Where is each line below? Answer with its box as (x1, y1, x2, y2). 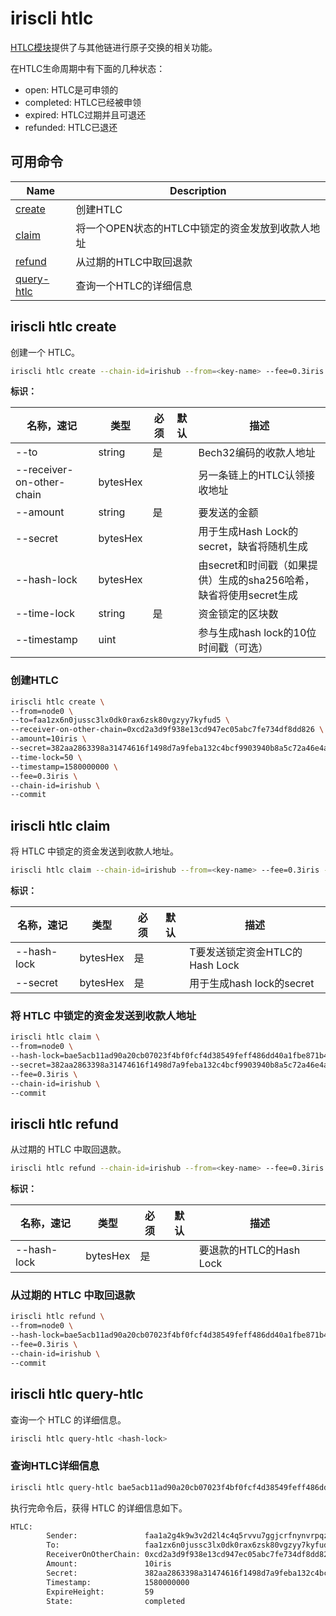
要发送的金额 (198, 506, 259, 520)
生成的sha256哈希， (218, 573, 315, 587)
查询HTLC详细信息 (10, 1459, 100, 1473)
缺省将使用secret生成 (198, 588, 298, 602)
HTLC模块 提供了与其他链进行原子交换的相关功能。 (10, 41, 218, 53)
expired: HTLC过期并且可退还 (24, 108, 147, 121)
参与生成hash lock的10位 (198, 626, 317, 640)
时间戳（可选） (198, 641, 269, 655)
